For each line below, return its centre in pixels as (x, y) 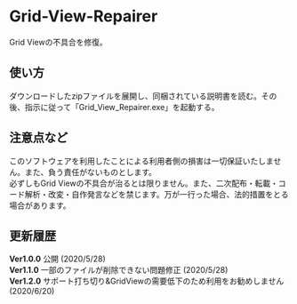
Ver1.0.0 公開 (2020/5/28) (58, 259)
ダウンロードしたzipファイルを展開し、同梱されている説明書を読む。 (136, 96)
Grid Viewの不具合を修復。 (59, 42)
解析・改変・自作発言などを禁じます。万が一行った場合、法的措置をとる (157, 194)
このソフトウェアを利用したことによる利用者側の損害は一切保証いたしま (141, 161)
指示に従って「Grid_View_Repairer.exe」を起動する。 (122, 107)
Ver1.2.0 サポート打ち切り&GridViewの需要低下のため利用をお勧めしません (147, 281)
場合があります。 (40, 205)
